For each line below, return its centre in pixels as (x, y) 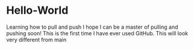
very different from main (36, 39)
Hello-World (37, 10)
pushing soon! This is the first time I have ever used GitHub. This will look (97, 33)
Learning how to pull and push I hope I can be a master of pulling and (92, 27)
